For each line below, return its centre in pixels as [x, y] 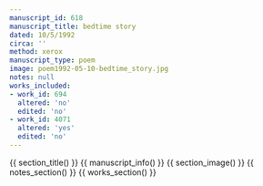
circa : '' [28, 43]
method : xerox [36, 52]
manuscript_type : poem [52, 60]
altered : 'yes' [46, 129]
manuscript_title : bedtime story [73, 26]
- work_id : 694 [38, 94]
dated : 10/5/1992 [42, 35]
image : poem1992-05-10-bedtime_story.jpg [89, 69]
